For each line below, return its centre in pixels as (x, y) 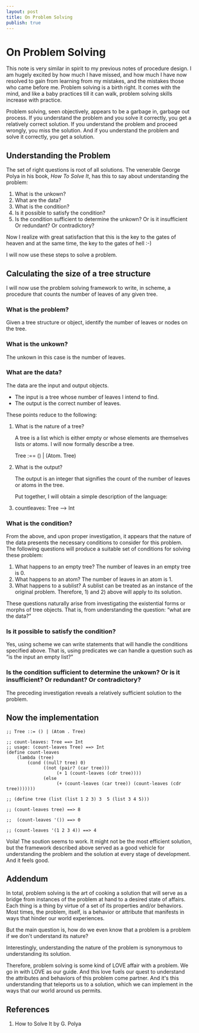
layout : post (22, 12)
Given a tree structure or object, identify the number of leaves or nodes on (97, 323)
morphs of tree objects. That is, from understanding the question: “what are (99, 610)
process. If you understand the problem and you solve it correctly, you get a (99, 118)
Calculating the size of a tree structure (78, 274)
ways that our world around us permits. (54, 991)
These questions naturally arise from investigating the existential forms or (96, 604)
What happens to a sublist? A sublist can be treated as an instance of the (104, 586)
